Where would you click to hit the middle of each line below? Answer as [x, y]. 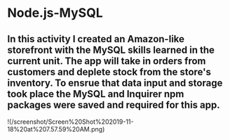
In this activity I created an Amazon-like [96, 39]
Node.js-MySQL [55, 13]
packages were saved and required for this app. [114, 104]
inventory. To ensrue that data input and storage [115, 83]
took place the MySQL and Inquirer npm [96, 94]
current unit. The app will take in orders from [107, 61]
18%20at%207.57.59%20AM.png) [56, 129]
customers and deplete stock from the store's [109, 72]
